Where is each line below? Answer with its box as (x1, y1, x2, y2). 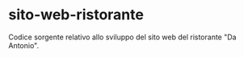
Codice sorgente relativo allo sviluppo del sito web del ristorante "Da (8, 32, 237, 42)
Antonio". (8, 40, 40, 50)
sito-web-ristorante (8, 6, 144, 24)
